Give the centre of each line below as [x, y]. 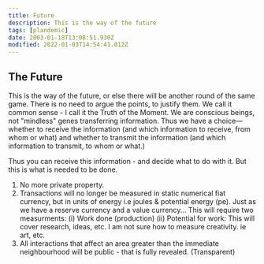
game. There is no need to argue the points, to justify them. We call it [120, 104]
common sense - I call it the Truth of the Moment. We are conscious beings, [131, 112]
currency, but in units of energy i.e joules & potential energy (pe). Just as [138, 201]
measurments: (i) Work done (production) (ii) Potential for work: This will [137, 218]
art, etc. [32, 235]
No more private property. [62, 184]
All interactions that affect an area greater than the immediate [119, 243]
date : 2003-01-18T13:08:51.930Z [61, 37]
